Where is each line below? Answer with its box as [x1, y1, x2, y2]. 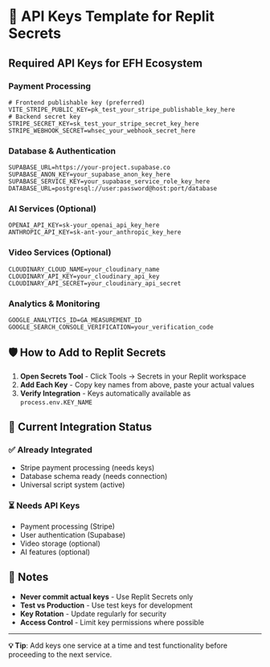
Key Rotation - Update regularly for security [19, 608, 167, 618]
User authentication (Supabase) [19, 530, 126, 539]
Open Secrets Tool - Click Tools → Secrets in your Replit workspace [19, 371, 247, 381]
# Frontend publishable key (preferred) [8, 98, 146, 107]
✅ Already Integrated [8, 444, 92, 456]
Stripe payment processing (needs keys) [19, 462, 155, 473]
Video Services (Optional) [8, 247, 112, 258]
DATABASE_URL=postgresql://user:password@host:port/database [8, 185, 218, 193]
